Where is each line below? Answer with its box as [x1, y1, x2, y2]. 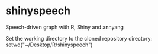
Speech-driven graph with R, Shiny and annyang [5, 23, 124, 31]
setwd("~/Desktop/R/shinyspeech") [5, 41, 93, 48]
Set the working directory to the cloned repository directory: [5, 35, 152, 42]
